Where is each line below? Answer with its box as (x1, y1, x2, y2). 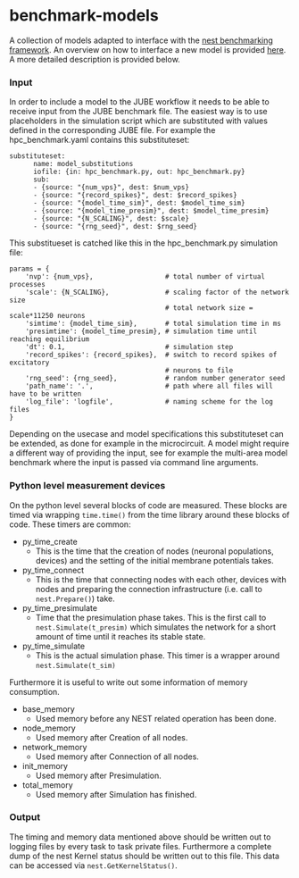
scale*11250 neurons (9, 312, 87, 321)
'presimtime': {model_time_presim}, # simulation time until (25, 327, 257, 336)
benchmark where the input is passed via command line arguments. (9, 457, 259, 468)
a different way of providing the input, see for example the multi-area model (9, 447, 288, 458)
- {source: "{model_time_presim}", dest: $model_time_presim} (32, 206, 270, 215)
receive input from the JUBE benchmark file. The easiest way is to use (9, 106, 268, 117)
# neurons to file (164, 366, 234, 375)
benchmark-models (9, 5, 159, 26)
